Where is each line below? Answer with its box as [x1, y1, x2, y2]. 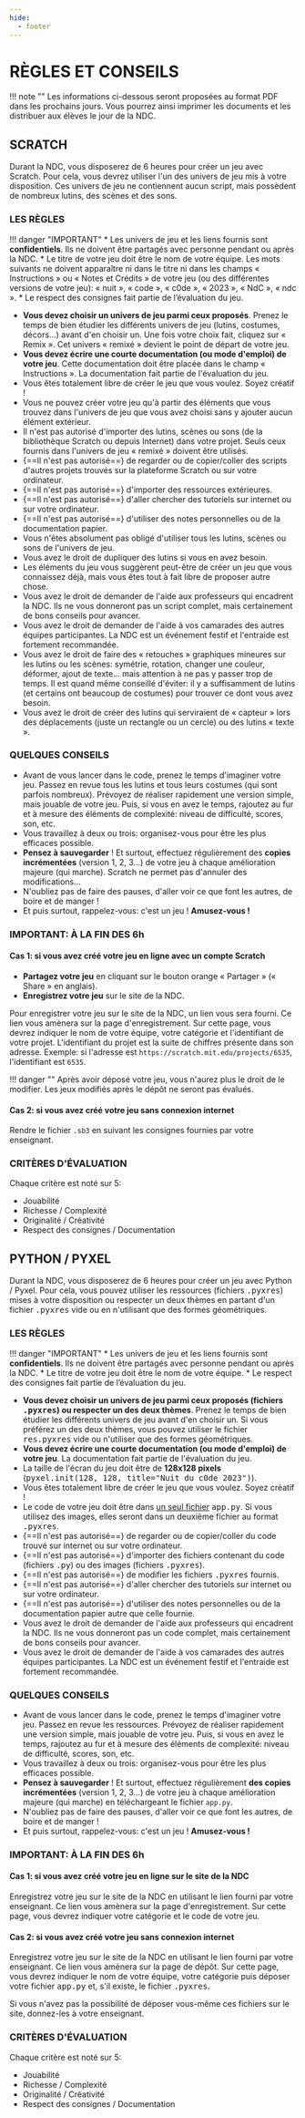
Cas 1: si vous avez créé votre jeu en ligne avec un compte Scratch [9, 950, 266, 962]
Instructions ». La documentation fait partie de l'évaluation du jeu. [22, 367, 269, 378]
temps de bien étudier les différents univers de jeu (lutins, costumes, [22, 319, 280, 330]
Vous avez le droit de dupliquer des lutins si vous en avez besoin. [22, 552, 269, 563]
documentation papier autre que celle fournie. [22, 1607, 196, 1618]
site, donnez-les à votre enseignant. [9, 2008, 145, 2020]
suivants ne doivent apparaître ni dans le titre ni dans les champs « [9, 263, 260, 274]
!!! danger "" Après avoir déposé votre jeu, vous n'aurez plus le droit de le [9, 1073, 285, 1085]
